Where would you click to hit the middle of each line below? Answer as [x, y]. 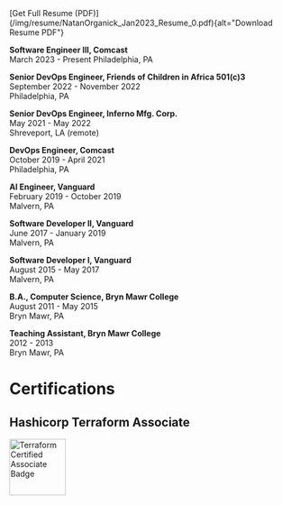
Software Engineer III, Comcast [68, 50]
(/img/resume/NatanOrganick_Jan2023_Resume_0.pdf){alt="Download [141, 23]
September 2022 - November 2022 [75, 87]
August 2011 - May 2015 [54, 306]
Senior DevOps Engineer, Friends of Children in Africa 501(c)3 [127, 77]
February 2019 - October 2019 [65, 196]
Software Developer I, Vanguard [71, 260]
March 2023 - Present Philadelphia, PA [81, 60]
